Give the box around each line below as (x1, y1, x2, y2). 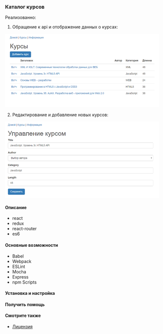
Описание (5, 204, 27, 210)
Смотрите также (5, 312, 41, 319)
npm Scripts (12, 279, 37, 285)
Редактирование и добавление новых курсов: (12, 112, 108, 118)
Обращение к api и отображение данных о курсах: (12, 24, 118, 30)
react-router (12, 226, 37, 232)
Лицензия (12, 323, 33, 329)
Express (12, 274, 29, 280)
